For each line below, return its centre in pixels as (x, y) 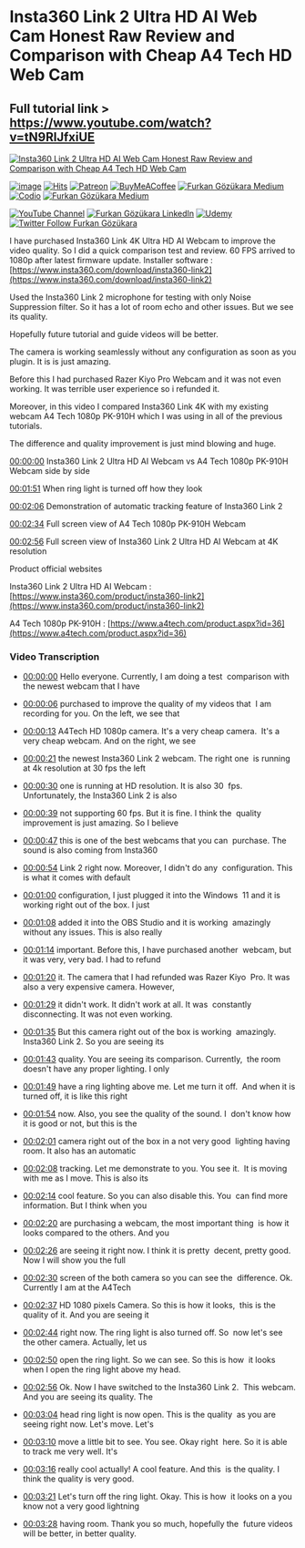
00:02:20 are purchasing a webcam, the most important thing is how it (156, 1224)
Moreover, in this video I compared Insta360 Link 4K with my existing (139, 406)
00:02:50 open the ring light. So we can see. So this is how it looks (149, 1360)
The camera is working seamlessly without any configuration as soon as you (153, 352)
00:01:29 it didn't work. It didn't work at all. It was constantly (137, 1005)
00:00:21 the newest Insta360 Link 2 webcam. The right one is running (157, 759)
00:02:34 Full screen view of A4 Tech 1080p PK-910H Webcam (127, 524)
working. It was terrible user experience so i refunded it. (115, 389)
